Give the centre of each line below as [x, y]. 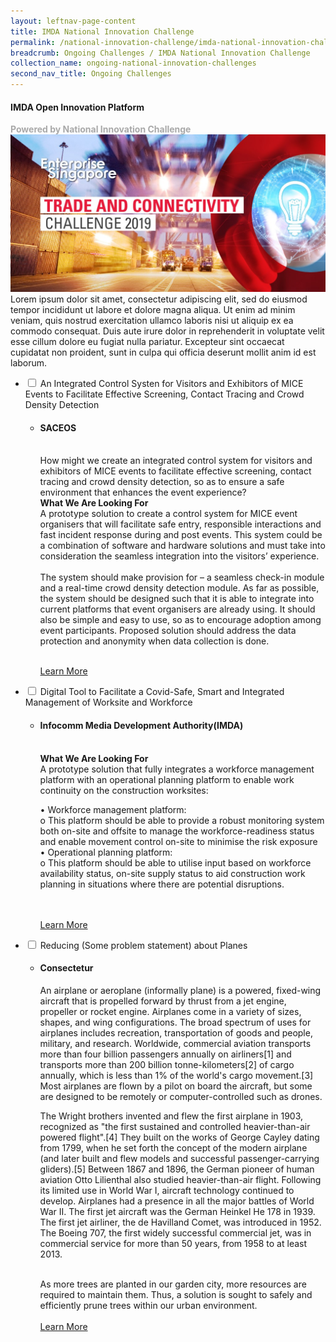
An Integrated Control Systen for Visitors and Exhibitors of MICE [171, 384]
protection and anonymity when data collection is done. [154, 641]
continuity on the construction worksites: [124, 790]
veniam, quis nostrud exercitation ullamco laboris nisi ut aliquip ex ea [152, 321]
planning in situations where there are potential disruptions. [162, 884]
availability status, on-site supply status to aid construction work [172, 873]
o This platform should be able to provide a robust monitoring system [182, 820]
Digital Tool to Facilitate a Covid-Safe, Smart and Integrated [162, 692]
